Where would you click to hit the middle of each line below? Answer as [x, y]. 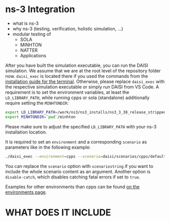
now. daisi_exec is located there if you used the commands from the [77, 76]
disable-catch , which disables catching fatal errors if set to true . [73, 177]
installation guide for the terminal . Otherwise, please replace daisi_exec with [85, 81]
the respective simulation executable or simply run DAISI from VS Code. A [82, 86]
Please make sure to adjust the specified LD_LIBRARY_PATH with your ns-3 [81, 126]
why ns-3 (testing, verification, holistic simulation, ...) [68, 28]
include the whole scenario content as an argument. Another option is [78, 171]
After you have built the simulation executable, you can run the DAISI [77, 65]
